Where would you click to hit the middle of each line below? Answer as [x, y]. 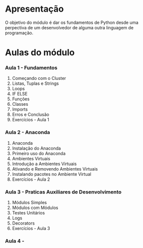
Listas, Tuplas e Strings [36, 83]
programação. [19, 33]
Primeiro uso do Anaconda [39, 153]
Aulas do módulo [40, 53]
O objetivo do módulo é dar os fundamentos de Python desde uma [72, 22]
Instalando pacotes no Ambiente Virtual [52, 174]
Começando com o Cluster [39, 78]
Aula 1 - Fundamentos [31, 68]
